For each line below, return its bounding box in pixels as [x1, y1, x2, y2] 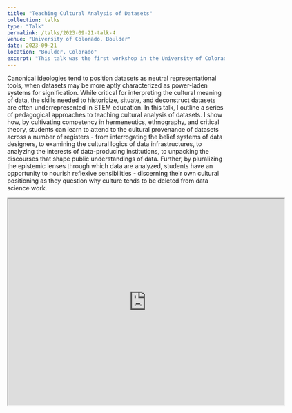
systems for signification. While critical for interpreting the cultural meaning [7, 88, 222, 97]
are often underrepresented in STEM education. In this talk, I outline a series [7, 103, 224, 111]
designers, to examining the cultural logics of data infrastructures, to [7, 139, 202, 148]
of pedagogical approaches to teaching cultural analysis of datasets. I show [7, 110, 223, 119]
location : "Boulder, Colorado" [7, 49, 97, 56]
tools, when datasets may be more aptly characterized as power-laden [7, 81, 208, 90]
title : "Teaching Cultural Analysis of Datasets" [7, 10, 153, 17]
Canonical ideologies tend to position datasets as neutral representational [7, 74, 217, 82]
